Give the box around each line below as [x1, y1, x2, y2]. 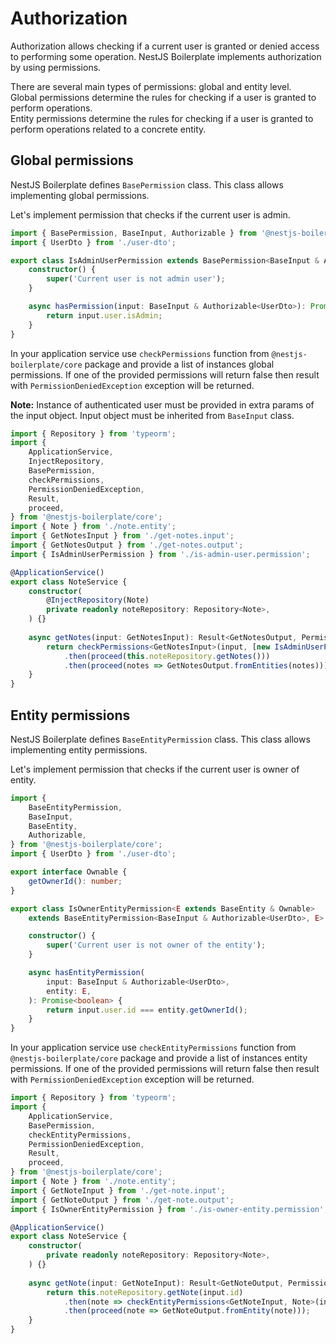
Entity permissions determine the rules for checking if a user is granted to [10, 112, 314, 124]
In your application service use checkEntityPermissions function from [10, 1042, 297, 1054]
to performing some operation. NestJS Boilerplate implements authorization [10, 50, 322, 62]
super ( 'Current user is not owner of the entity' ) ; [46, 940, 267, 951]
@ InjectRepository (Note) [46, 595, 150, 606]
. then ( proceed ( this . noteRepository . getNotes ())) [63, 651, 271, 661]
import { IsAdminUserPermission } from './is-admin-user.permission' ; [10, 549, 311, 559]
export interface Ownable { [10, 867, 128, 877]
